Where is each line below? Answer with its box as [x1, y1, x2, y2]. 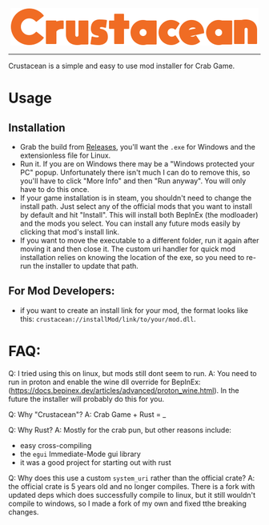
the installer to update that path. [33, 261, 139, 271]
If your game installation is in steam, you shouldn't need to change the [19, 193, 252, 202]
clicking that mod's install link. [19, 227, 120, 236]
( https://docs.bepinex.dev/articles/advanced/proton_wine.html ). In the [8, 385, 240, 395]
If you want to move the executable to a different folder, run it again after [19, 236, 259, 245]
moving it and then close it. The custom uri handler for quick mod [19, 244, 236, 254]
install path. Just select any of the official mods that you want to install [19, 202, 252, 211]
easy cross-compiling [19, 440, 92, 450]
